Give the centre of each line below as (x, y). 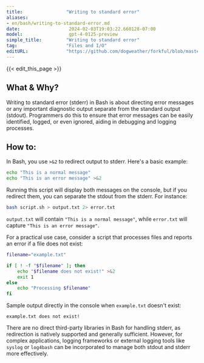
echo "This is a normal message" (49, 173)
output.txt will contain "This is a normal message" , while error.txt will (97, 219)
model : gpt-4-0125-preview (62, 35)
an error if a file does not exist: (45, 244)
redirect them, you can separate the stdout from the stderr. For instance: (97, 196)
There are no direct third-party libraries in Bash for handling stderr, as (93, 328)
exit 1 (25, 277)
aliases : (17, 18)
